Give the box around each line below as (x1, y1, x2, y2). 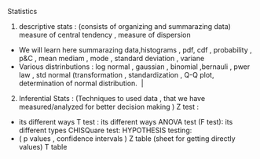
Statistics (7, 7, 38, 16)
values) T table (18, 143, 68, 151)
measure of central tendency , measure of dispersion (18, 31, 191, 39)
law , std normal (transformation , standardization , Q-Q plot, (18, 70, 214, 79)
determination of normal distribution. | (18, 78, 144, 88)
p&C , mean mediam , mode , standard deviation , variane (18, 54, 205, 63)
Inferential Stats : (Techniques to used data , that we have (18, 94, 206, 103)
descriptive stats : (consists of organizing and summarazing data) (18, 22, 231, 31)
